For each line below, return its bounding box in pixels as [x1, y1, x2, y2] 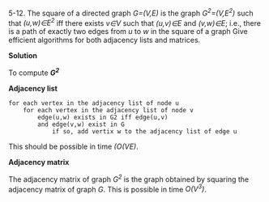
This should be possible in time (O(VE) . [8, 141, 139, 151]
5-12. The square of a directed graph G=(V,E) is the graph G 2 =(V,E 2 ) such [8, 7, 254, 18]
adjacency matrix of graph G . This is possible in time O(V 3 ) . [8, 183, 207, 194]
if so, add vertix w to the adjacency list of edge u [51, 127, 237, 136]
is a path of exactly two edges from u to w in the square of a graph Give [8, 27, 249, 36]
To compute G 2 [8, 66, 60, 78]
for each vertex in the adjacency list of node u [8, 99, 180, 107]
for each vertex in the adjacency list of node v [23, 106, 194, 114]
